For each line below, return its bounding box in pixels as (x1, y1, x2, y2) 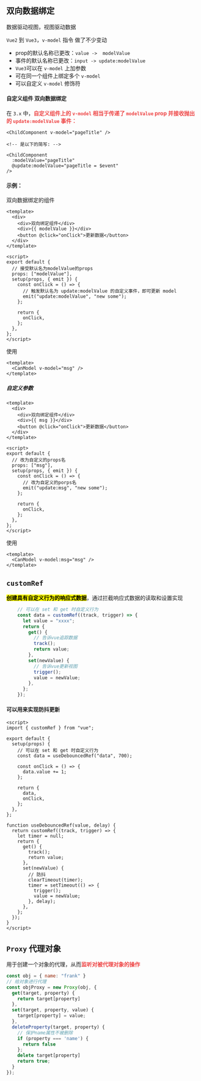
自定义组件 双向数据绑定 (6, 95, 67, 102)
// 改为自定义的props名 (12, 457, 66, 463)
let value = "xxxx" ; (22, 618, 75, 624)
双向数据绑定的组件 (6, 196, 55, 204)
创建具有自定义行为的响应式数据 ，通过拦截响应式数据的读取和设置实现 (6, 594, 183, 601)
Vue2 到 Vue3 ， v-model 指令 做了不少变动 (6, 36, 108, 43)
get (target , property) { (12, 990, 75, 996)
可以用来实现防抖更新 (6, 706, 60, 713)
